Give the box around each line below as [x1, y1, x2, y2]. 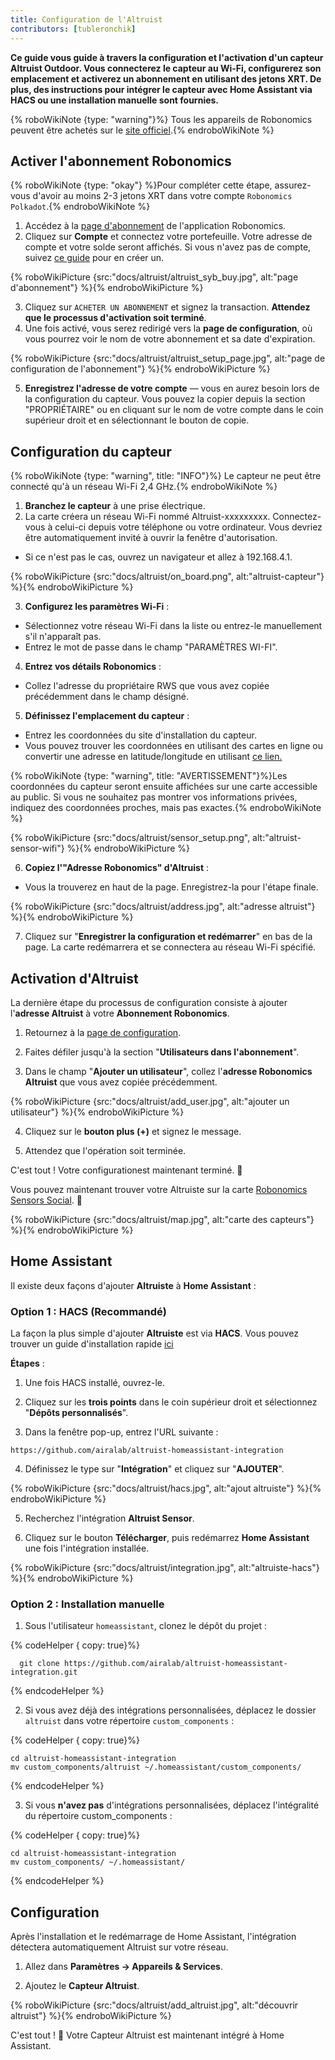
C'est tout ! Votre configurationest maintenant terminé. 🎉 [10, 1164, 243, 1176]
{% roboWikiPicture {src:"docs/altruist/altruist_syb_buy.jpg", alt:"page [10, 271, 299, 283]
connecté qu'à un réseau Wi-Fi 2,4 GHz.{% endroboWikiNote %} [10, 481, 278, 493]
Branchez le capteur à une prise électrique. [24, 500, 206, 512]
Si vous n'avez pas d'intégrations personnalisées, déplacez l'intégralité [24, 1799, 320, 1811]
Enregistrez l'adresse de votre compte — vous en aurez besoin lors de [24, 382, 320, 395]
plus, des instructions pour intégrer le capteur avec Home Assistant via [10, 83, 313, 95]
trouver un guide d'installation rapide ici [10, 1338, 174, 1350]
